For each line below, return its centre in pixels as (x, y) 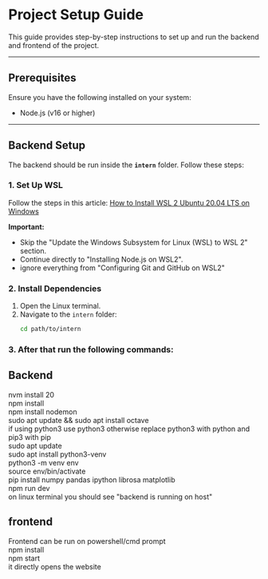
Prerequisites (42, 78)
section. (33, 250)
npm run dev (29, 488)
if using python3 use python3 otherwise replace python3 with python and (129, 429)
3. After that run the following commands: (91, 349)
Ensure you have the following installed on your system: (100, 97)
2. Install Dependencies (55, 288)
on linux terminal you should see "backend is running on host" (110, 497)
